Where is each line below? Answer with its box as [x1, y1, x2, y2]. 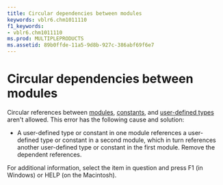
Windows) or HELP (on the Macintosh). [7, 171, 117, 179]
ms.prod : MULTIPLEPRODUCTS [7, 35, 84, 42]
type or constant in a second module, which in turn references [40, 136, 217, 144]
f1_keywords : [7, 23, 44, 29]
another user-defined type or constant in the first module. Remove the [16, 143, 215, 151]
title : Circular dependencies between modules [7, 10, 142, 17]
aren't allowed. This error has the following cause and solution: [7, 115, 185, 124]
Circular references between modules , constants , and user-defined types [7, 108, 214, 116]
